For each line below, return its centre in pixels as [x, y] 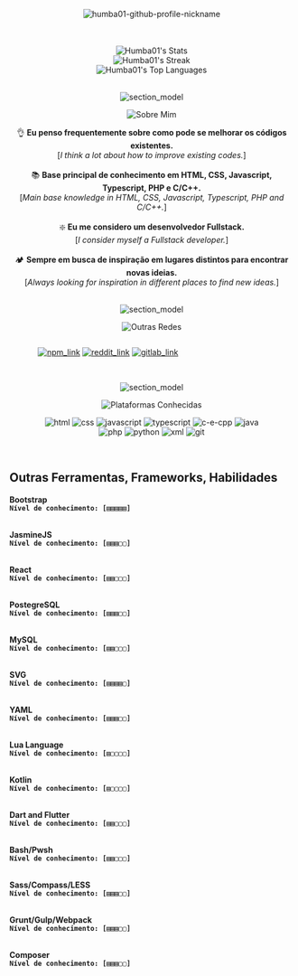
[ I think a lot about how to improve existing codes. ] [152, 155]
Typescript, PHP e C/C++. [152, 188]
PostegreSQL [35, 605]
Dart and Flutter [40, 814]
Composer [30, 954]
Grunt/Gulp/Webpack [51, 920]
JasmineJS [31, 534]
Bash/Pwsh [31, 849]
